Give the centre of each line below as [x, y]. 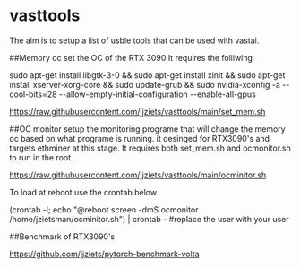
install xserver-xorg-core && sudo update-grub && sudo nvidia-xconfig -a [145, 84]
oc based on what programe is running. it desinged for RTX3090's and [140, 138]
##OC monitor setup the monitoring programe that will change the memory [147, 129]
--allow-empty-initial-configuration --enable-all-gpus [158, 94]
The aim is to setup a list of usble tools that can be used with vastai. [134, 40]
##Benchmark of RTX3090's [62, 236]
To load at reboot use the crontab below [83, 192]
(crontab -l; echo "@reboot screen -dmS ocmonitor [104, 209]
